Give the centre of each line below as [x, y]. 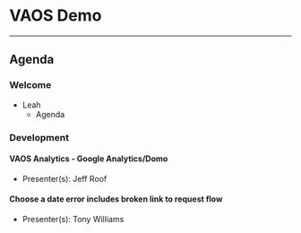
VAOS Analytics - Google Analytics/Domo [89, 159]
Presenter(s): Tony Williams [73, 219]
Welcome [30, 85]
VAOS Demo [56, 16]
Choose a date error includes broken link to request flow [116, 199]
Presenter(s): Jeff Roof [64, 178]
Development [39, 137]
